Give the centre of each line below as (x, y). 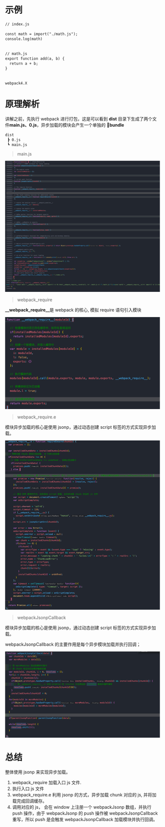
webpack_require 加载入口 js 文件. (47, 782)
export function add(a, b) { (35, 59)
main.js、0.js (23, 125)
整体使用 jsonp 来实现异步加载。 (38, 772)
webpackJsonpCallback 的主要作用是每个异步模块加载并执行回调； (73, 644)
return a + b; (24, 64)
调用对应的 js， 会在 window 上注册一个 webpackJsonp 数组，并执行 (82, 807)
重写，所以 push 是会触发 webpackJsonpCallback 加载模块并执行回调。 (85, 819)
